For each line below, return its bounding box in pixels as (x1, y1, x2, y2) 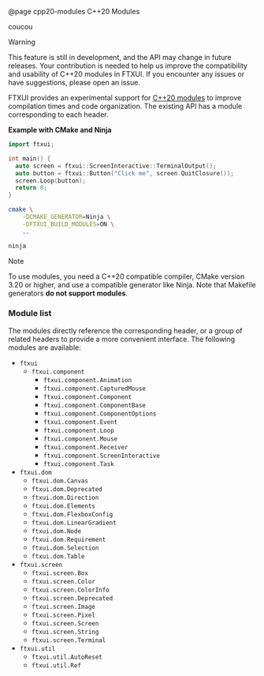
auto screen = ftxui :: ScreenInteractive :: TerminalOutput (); (15, 162, 217, 170)
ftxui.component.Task (43, 460, 114, 468)
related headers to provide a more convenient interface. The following (8, 334, 236, 344)
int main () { (8, 154, 51, 163)
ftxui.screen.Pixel (31, 611, 96, 619)
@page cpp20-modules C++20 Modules (8, 7, 140, 16)
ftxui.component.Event (43, 418, 118, 426)
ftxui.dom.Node (31, 527, 81, 535)
